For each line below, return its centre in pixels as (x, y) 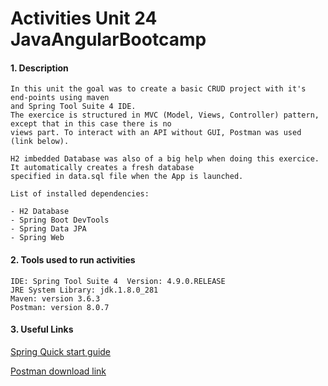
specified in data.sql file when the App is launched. (127, 177)
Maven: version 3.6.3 (55, 298)
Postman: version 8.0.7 (60, 307)
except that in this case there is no (91, 124)
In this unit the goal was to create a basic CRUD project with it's (158, 89)
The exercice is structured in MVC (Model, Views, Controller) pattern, (165, 115)
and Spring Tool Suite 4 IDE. (73, 107)
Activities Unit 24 (84, 18)
